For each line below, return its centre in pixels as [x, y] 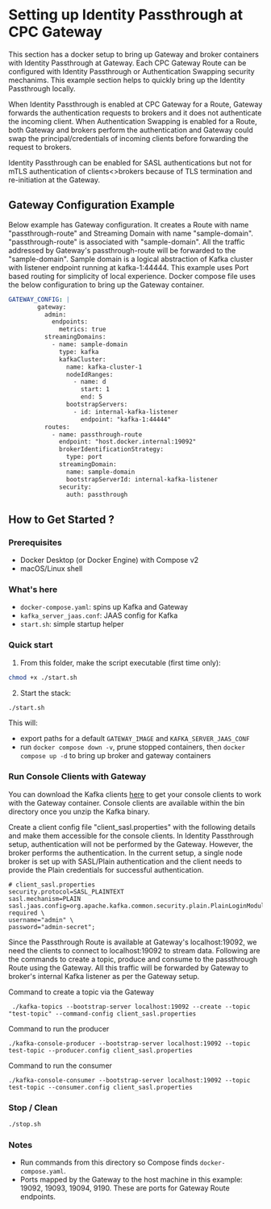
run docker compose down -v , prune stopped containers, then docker [133, 747]
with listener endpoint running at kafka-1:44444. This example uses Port [129, 267]
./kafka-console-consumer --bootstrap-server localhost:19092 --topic [129, 1080]
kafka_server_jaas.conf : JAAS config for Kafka [99, 615]
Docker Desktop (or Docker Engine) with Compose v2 [109, 560]
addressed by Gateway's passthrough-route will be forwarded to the [122, 250]
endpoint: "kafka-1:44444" [126, 419]
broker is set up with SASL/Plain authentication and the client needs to [125, 861]
